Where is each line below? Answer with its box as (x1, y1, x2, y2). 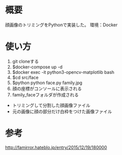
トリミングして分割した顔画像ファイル (12, 102, 90, 108)
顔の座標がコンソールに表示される (12, 85, 82, 92)
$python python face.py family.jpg (12, 80, 82, 86)
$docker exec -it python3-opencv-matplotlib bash (12, 69, 115, 75)
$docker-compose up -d (12, 64, 63, 70)
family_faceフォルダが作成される (12, 92, 79, 98)
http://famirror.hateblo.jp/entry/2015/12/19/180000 (5, 144, 107, 150)
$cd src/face (12, 74, 39, 80)
